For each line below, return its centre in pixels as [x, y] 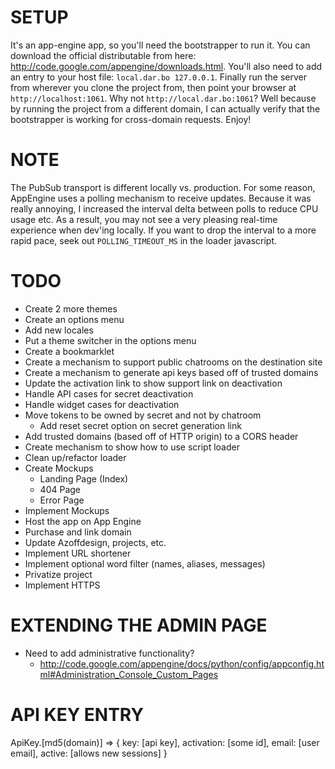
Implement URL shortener [78, 553]
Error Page [62, 500]
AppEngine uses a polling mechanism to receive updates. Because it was [161, 198]
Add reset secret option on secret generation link [140, 425]
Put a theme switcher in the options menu [110, 340]
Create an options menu [74, 319]
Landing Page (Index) [84, 478]
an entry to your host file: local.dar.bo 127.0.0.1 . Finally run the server [159, 77]
